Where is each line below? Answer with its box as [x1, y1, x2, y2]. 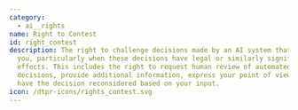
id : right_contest [9, 37, 77, 47]
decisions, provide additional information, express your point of [17, 71, 272, 80]
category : [9, 12, 46, 22]
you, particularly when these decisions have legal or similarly [17, 54, 264, 63]
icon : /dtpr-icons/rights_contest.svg [9, 87, 153, 96]
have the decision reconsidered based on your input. [17, 79, 220, 88]
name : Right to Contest [9, 29, 98, 38]
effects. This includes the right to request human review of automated [17, 63, 292, 72]
